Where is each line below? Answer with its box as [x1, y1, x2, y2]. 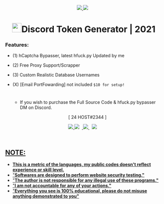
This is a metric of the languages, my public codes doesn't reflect [12, 162, 151, 168]
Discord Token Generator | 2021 [21, 24, 156, 35]
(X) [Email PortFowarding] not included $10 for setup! [12, 82, 125, 88]
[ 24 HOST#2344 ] [68, 114, 107, 120]
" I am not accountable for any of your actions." [12, 183, 112, 189]
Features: [5, 41, 29, 48]
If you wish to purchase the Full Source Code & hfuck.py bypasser [19, 99, 156, 105]
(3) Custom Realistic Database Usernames [12, 72, 100, 78]
